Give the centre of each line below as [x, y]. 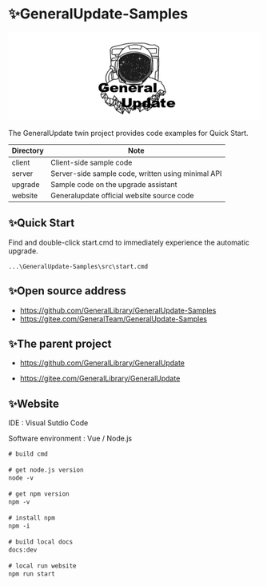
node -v [21, 478]
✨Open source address [67, 291]
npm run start [32, 574]
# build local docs [41, 542]
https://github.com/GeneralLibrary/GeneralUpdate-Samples [118, 310]
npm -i [19, 526]
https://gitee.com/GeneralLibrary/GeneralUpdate [100, 379]
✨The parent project [60, 343]
